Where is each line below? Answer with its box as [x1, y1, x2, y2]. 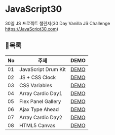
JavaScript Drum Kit [19, 66, 66, 72]
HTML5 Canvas [19, 122, 56, 129]
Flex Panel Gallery [19, 98, 61, 104]
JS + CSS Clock [19, 74, 56, 81]
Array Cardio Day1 [19, 90, 63, 97]
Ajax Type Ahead [19, 106, 59, 113]
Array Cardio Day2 [19, 114, 63, 121]
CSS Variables [19, 82, 53, 89]
